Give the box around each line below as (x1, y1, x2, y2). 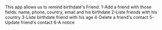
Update (5, 19, 20, 25)
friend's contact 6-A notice (20, 19, 75, 25)
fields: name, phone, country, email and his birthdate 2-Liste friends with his (5, 9, 158, 15)
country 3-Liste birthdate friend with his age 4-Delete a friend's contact (5, 15, 149, 20)
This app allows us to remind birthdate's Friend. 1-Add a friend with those (5, 4, 152, 10)
